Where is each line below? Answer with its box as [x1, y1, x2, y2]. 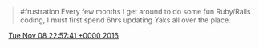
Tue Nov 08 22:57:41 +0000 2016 [7, 31, 119, 40]
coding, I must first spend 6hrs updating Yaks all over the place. [19, 15, 231, 25]
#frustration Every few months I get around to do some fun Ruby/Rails [19, 7, 251, 16]
